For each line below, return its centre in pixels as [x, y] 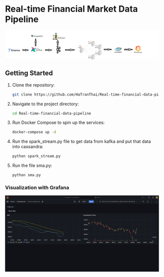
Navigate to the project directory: [45, 104]
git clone [22, 94]
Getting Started [29, 73]
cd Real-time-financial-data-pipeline [51, 113]
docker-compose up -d [34, 132]
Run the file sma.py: [32, 166]
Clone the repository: [33, 85]
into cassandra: [28, 147]
